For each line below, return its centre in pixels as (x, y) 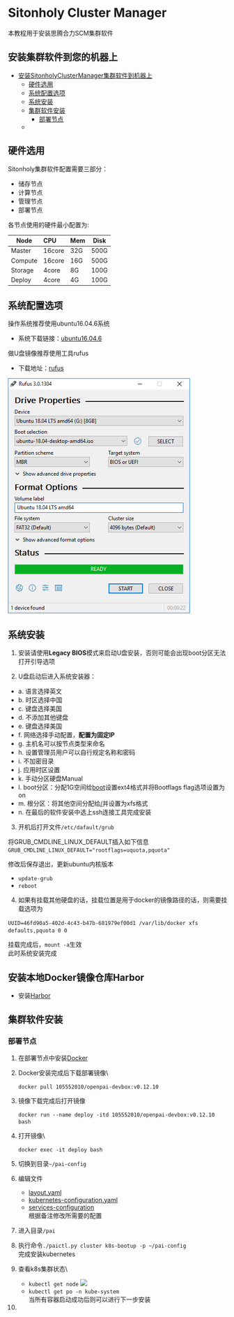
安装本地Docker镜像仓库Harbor (76, 977)
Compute (24, 261)
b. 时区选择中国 (40, 700)
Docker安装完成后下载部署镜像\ (63, 1072)
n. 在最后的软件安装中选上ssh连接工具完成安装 (85, 813)
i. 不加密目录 (36, 761)
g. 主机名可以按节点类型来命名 (61, 744)
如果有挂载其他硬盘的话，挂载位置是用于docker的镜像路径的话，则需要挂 (123, 900)
